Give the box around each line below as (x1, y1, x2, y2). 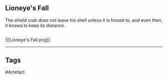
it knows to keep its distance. (5, 22, 65, 28)
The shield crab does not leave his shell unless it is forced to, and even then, (5, 17, 163, 23)
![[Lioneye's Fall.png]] (5, 37, 50, 43)
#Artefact (5, 69, 25, 75)
